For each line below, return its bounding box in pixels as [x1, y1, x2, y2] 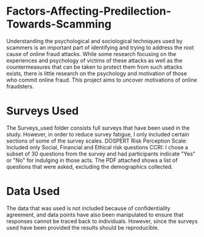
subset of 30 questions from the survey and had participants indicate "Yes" [6, 150, 196, 157]
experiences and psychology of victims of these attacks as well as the [6, 57, 183, 64]
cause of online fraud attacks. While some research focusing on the [6, 50, 177, 57]
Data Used [6, 185, 60, 199]
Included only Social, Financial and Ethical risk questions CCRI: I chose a [6, 143, 189, 150]
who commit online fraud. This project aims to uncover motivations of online [6, 76, 197, 83]
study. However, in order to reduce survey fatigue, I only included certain [6, 130, 190, 138]
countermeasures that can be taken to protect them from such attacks [6, 63, 183, 71]
